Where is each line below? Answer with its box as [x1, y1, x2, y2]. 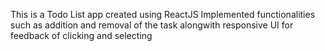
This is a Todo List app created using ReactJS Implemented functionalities [10, 9, 316, 20]
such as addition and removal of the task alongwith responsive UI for [10, 19, 294, 31]
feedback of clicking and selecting [10, 30, 153, 41]
